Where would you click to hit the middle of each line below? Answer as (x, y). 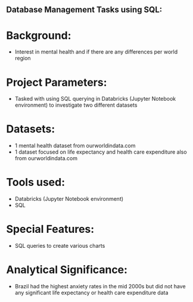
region (23, 58)
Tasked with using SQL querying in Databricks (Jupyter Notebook (95, 99)
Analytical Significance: (67, 270)
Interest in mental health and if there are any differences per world (96, 52)
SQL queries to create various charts (60, 246)
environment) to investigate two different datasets (76, 105)
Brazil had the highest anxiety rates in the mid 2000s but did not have (100, 287)
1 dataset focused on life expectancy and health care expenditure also (101, 152)
